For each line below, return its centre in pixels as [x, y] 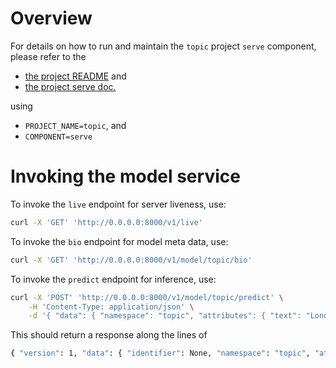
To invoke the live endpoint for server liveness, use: [118, 204]
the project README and [75, 76]
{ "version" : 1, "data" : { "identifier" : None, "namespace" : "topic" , [160, 353]
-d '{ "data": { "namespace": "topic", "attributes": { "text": [165, 316]
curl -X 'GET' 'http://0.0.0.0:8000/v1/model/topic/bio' [131, 260]
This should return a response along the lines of [109, 335]
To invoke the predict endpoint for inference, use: [113, 279]
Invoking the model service [125, 176]
